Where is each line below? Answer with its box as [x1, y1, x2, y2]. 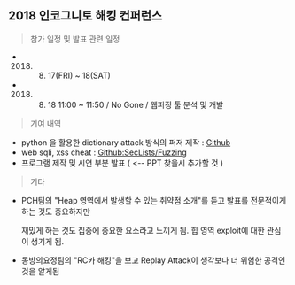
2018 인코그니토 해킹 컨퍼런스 [8, 8, 163, 24]
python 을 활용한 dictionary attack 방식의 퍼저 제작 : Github [20, 136, 231, 148]
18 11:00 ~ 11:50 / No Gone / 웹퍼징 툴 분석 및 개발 [47, 99, 224, 110]
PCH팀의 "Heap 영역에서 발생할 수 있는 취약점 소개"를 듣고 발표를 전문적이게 [20, 195, 287, 205]
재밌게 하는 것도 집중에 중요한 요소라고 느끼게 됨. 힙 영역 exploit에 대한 [20, 225, 265, 235]
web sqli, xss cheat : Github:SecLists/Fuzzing [20, 147, 187, 158]
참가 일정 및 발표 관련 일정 [29, 34, 120, 44]
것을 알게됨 [20, 266, 60, 276]
